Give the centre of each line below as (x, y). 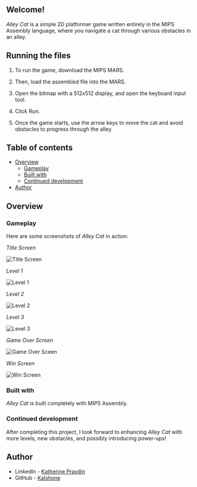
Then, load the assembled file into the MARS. (70, 81)
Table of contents (39, 148)
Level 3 (15, 317)
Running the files (39, 56)
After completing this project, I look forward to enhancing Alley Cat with (94, 431)
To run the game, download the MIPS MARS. (69, 70)
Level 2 (15, 294)
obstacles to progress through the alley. (64, 129)
